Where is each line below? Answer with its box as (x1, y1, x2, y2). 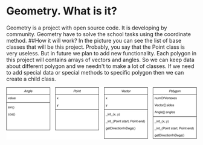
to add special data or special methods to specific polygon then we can (6, 69, 184, 76)
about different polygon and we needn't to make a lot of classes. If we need (6, 62, 195, 70)
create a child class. (6, 75, 56, 82)
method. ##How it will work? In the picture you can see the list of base (6, 37, 182, 44)
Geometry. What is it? (6, 4, 118, 18)
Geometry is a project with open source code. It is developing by (6, 24, 167, 31)
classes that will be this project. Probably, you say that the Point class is (6, 43, 185, 51)
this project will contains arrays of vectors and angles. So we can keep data (6, 56, 195, 63)
